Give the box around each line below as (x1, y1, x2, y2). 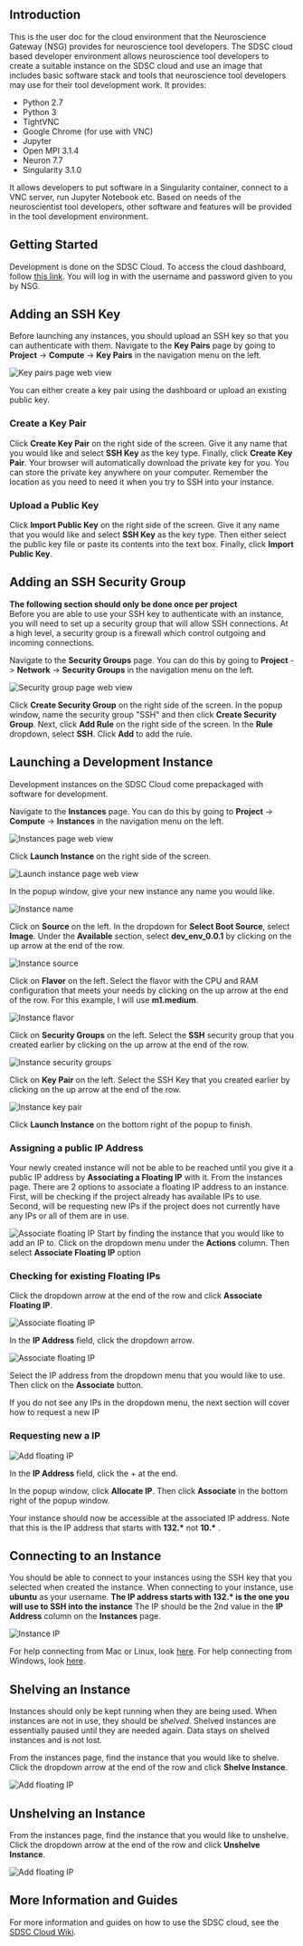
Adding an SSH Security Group (9, 574, 186, 590)
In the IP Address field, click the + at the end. (9, 1468, 178, 1479)
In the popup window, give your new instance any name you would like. (9, 885, 275, 896)
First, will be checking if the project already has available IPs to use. (9, 1190, 262, 1201)
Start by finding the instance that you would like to (97, 1228, 285, 1238)
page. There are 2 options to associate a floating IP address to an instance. (9, 1181, 289, 1192)
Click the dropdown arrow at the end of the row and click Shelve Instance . (9, 1762, 288, 1773)
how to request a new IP (9, 1407, 99, 1418)
